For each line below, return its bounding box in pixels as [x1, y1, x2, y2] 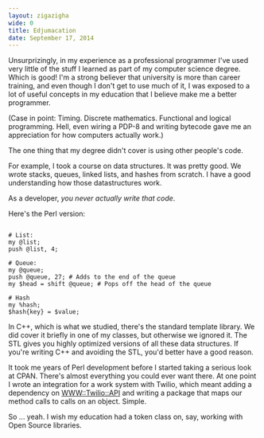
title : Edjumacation [8, 26, 77, 34]
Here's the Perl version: [8, 209, 86, 219]
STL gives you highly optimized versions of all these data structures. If [8, 339, 239, 349]
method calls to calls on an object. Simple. [8, 397, 147, 406]
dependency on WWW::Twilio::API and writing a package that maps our [8, 388, 243, 398]
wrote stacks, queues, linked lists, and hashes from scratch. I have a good [8, 170, 251, 179]
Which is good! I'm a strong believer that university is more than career [8, 72, 241, 82]
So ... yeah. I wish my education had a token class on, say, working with [8, 412, 243, 422]
